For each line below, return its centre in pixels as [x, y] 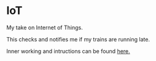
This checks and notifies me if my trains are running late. [78, 39]
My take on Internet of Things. [45, 27]
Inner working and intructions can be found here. [68, 51]
